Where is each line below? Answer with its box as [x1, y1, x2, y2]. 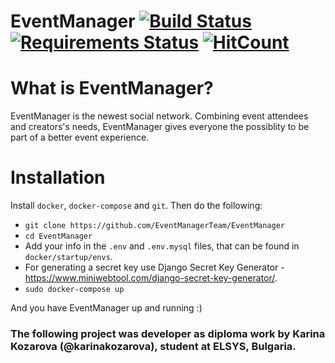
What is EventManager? [10, 77, 214, 100]
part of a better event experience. [10, 131, 150, 144]
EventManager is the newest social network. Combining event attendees [10, 110, 309, 122]
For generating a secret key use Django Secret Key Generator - [24, 261, 285, 274]
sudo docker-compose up [24, 285, 125, 295]
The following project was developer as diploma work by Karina [10, 326, 326, 340]
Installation [10, 166, 106, 189]
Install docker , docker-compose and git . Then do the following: [10, 200, 263, 212]
